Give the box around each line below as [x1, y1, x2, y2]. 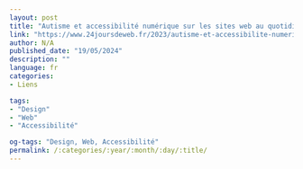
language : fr [9, 64, 59, 73]
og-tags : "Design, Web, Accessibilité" [9, 138, 160, 147]
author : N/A [9, 38, 54, 48]
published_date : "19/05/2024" [9, 47, 124, 56]
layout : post [9, 13, 59, 22]
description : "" [9, 55, 70, 64]
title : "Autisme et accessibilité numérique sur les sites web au [9, 22, 264, 31]
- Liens [9, 80, 39, 89]
